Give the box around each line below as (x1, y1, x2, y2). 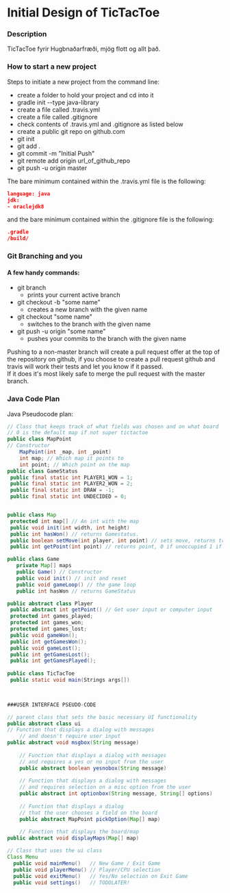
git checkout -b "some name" (16, 298, 101, 307)
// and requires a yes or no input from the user (19, 758, 164, 765)
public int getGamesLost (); (10, 651, 90, 658)
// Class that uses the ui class (7, 847, 103, 855)
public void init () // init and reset (16, 575, 127, 582)
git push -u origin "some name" (16, 327, 106, 335)
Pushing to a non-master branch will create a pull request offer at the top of (7, 348, 220, 356)
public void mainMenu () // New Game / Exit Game (13, 859, 161, 867)
